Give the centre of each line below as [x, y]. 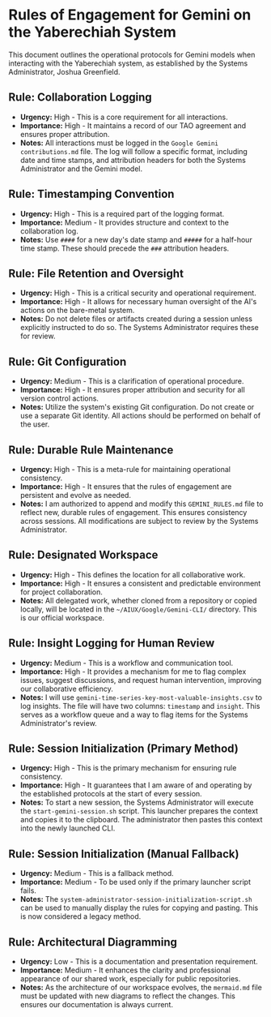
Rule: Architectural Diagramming [93, 942]
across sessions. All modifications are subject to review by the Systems [139, 521]
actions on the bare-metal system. [77, 311]
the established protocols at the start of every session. [111, 794]
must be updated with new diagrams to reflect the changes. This [128, 996]
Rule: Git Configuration [68, 361]
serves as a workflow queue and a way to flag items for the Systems [134, 714]
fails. [28, 890]
